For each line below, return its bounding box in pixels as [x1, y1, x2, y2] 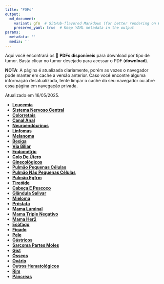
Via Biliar [12, 143, 31, 149]
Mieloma [12, 195, 31, 201]
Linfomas [12, 128, 32, 134]
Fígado [12, 226, 27, 233]
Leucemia [12, 101, 33, 108]
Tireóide [12, 180, 30, 186]
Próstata [12, 200, 30, 206]
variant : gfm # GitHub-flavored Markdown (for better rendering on [14, 21, 156, 26]
